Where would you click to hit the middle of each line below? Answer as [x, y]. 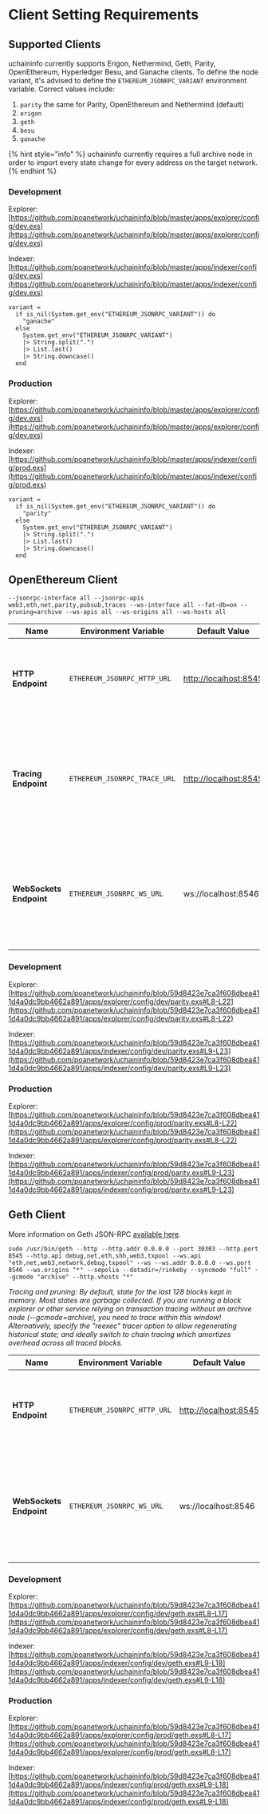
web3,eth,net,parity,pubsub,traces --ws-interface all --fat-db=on [123, 605]
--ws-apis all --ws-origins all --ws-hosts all [146, 612]
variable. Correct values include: [62, 89]
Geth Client [37, 1215]
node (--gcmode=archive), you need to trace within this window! [115, 1317]
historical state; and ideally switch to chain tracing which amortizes [120, 1334]
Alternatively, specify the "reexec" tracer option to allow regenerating [123, 1326]
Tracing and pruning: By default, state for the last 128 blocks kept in [120, 1291]
